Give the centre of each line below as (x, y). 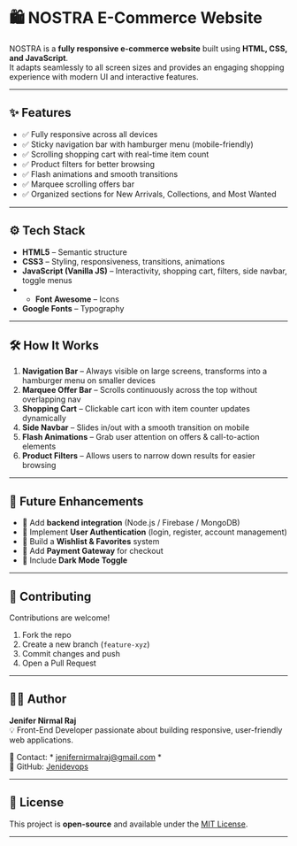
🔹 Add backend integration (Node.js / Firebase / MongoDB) (131, 523)
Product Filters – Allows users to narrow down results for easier (138, 456)
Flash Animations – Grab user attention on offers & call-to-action (141, 437)
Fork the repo (47, 635)
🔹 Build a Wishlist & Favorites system (91, 542)
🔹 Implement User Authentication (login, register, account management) (154, 532)
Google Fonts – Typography (73, 308)
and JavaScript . (39, 58)
